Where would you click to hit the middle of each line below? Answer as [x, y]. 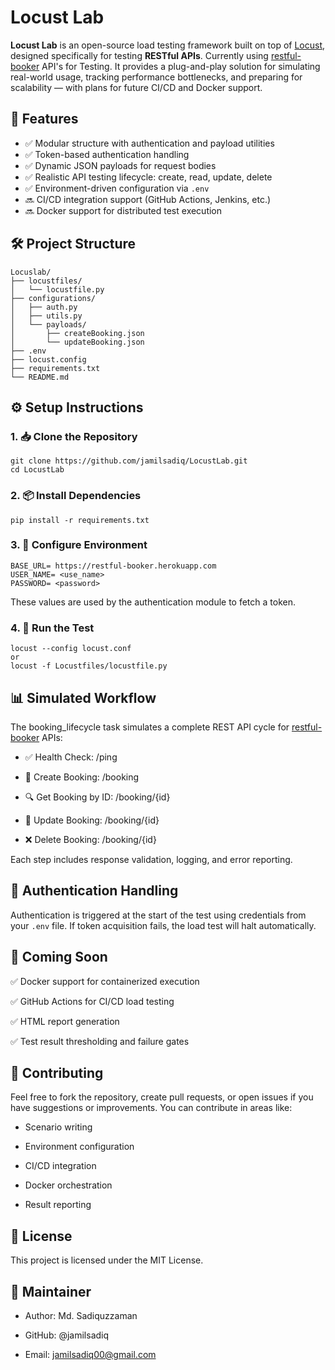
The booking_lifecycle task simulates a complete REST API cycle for [150, 727]
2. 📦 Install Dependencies [76, 496]
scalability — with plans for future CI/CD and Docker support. [136, 87]
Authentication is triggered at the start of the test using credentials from [158, 915]
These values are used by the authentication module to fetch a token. [153, 602]
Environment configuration [79, 1147]
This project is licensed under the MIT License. [107, 1260]
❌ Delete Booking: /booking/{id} [90, 839]
